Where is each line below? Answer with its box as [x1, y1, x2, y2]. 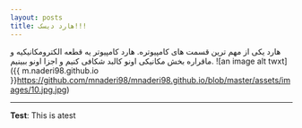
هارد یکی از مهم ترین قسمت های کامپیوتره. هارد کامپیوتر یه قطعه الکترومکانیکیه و [10, 46, 281, 56]
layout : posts [10, 13, 64, 22]
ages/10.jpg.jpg [10, 84, 67, 95]
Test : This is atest [10, 109, 76, 121]
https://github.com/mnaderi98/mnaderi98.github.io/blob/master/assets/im [16, 74, 291, 85]
